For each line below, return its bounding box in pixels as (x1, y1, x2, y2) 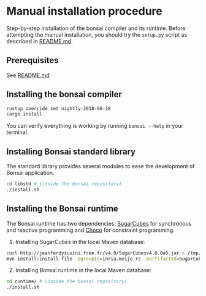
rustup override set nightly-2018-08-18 (6, 105, 112, 111)
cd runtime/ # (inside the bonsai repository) (6, 278, 128, 285)
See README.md (6, 72, 50, 79)
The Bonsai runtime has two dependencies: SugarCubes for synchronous (6, 220, 192, 227)
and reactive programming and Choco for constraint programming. (6, 226, 175, 234)
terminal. (6, 128, 29, 136)
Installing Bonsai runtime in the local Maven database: (15, 267, 152, 274)
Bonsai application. (6, 169, 55, 177)
